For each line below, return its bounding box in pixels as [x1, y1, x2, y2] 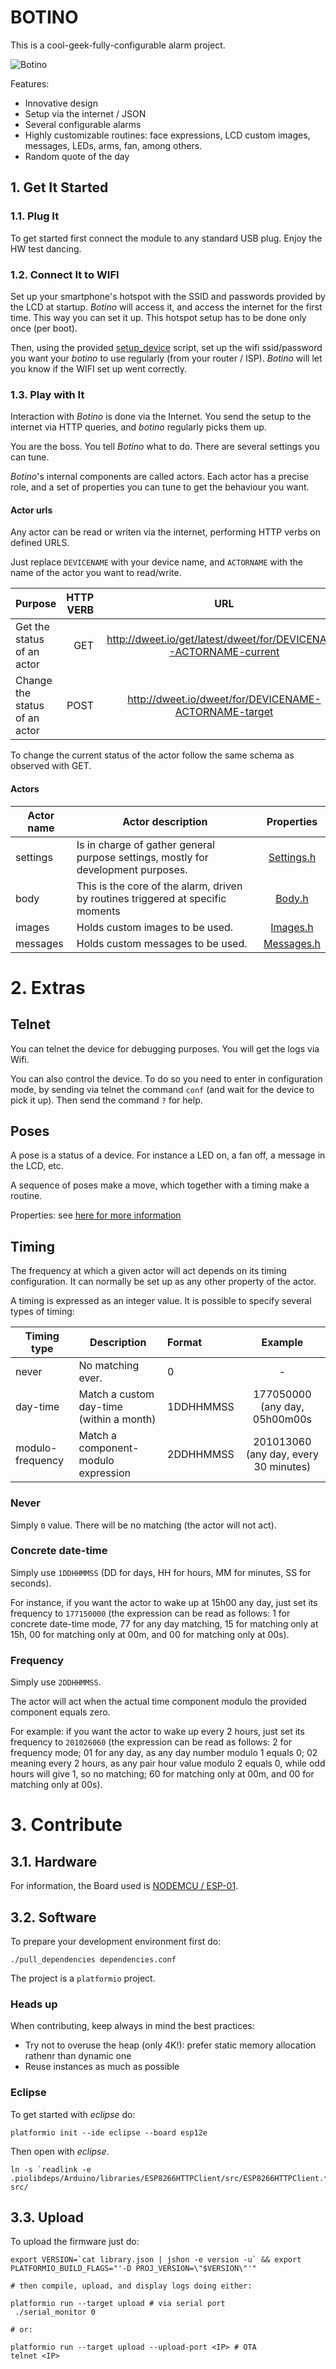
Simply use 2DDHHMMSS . [10, 1676, 102, 1688]
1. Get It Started [10, 179, 109, 196]
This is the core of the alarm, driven [76, 879, 243, 893]
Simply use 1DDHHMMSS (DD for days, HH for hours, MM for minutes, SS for [10, 1566, 312, 1578]
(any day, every [245, 1447, 319, 1461]
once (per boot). [10, 322, 78, 334]
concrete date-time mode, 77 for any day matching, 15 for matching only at [10, 1617, 319, 1630]
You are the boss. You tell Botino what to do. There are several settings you [10, 441, 320, 453]
